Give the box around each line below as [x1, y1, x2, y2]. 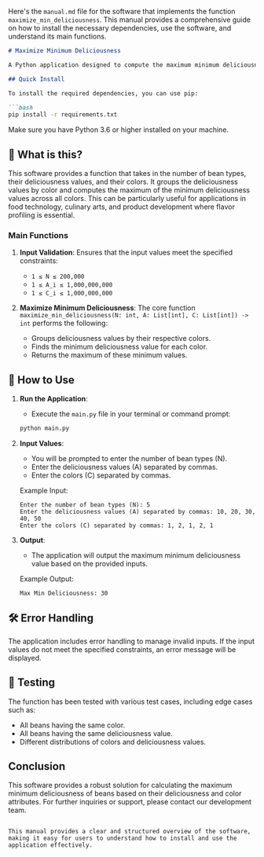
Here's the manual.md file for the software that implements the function [8, 7, 236, 16]
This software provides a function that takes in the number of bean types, [8, 169, 247, 178]
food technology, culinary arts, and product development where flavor [8, 202, 236, 211]
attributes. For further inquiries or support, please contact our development [8, 797, 252, 807]
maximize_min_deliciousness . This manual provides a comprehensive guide [8, 15, 251, 24]
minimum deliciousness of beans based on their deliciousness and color [8, 789, 242, 798]
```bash [8, 104, 34, 112]
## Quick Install [8, 75, 65, 83]
